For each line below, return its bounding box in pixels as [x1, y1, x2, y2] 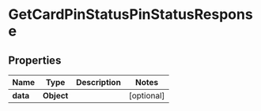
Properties [8, 54, 62, 67]
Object [42, 91, 69, 101]
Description [76, 77, 121, 87]
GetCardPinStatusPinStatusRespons [8, 6, 253, 24]
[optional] [128, 91, 165, 101]
